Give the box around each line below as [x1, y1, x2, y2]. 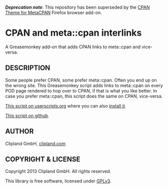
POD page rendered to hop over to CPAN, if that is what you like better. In [5, 87, 157, 93]
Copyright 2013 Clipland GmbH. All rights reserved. [5, 168, 112, 174]
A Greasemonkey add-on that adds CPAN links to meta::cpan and [5, 44, 141, 50]
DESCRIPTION [5, 64, 50, 72]
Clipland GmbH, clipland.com [5, 140, 66, 146]
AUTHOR [5, 127, 34, 136]
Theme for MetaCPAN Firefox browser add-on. [5, 10, 102, 16]
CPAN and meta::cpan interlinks [5, 27, 142, 39]
